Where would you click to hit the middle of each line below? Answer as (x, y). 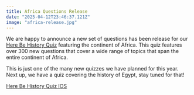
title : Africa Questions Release (47, 11)
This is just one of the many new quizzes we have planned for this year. (92, 69)
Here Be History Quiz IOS (37, 86)
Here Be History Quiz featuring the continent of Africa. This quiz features (94, 45)
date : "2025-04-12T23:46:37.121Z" (48, 17)
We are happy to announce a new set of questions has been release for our (97, 39)
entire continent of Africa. (37, 57)
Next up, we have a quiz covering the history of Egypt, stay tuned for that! (95, 75)
